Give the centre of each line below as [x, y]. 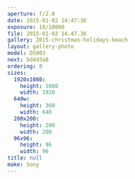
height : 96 [36, 145]
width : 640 [36, 112]
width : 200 [36, 132]
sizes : [17, 73]
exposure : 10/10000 [36, 27]
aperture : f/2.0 [31, 14]
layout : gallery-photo [41, 47]
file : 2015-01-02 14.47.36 [47, 33]
